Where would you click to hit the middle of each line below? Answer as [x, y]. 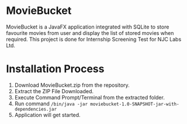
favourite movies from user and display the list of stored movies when [90, 33]
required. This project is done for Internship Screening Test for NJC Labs [94, 39]
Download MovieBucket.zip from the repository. [72, 85]
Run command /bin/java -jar [51, 104]
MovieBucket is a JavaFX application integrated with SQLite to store [88, 27]
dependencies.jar [36, 109]
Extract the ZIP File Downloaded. [54, 91]
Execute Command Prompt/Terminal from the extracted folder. [89, 97]
